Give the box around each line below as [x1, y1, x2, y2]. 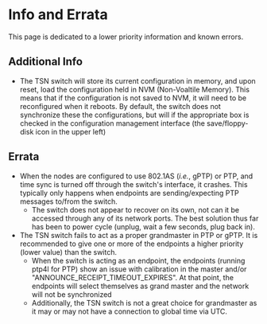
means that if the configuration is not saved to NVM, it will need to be [19, 93, 247, 103]
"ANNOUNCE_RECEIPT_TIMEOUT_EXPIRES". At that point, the [31, 272, 234, 282]
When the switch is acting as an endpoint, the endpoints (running [31, 256, 246, 265]
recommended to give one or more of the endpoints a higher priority [19, 239, 244, 248]
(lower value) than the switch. [19, 247, 118, 256]
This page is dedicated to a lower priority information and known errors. [8, 32, 244, 41]
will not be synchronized [31, 289, 113, 299]
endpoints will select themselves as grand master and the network [31, 281, 250, 291]
